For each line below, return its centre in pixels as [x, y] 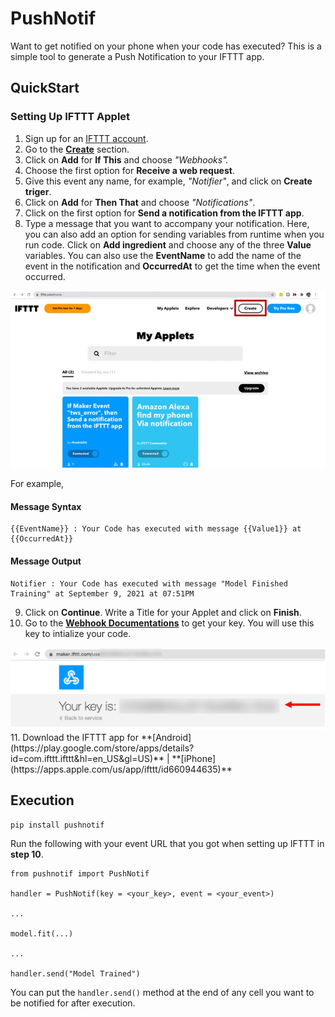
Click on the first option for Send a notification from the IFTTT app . [164, 213]
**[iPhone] [194, 759]
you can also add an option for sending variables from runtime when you [174, 234]
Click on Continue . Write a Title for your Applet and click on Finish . [163, 612]
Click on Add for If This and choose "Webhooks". [126, 159]
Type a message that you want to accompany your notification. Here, [167, 223]
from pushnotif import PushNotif [80, 873]
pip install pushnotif [57, 825]
